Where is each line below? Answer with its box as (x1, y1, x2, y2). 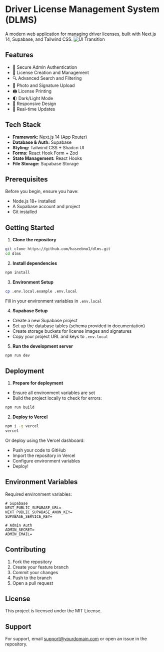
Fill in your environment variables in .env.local (5, 298, 102, 304)
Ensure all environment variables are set (12, 390, 95, 396)
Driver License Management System (5, 4, 160, 15)
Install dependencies (12, 260, 57, 266)
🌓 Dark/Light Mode (12, 95, 53, 101)
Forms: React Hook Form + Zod (12, 150, 78, 156)
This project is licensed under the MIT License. (5, 608, 102, 614)
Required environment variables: (5, 491, 72, 497)
